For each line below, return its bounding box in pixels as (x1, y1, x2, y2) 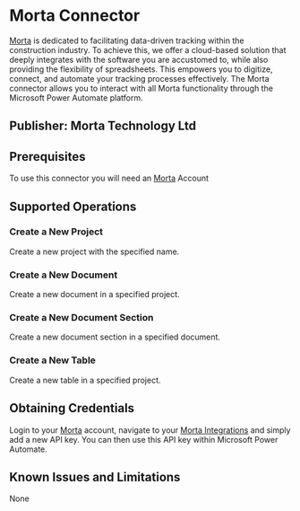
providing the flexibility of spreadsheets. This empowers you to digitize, (9, 64, 273, 75)
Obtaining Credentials (9, 401, 135, 416)
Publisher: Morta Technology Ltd (9, 119, 197, 134)
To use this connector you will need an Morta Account (9, 172, 209, 184)
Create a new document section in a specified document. (9, 331, 221, 342)
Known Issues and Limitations (9, 469, 181, 485)
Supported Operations (9, 198, 137, 214)
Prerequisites (9, 149, 86, 164)
